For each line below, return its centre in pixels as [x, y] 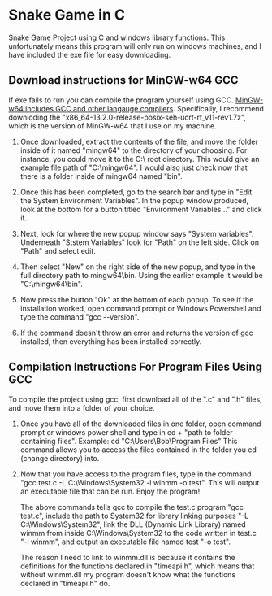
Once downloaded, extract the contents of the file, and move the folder [139, 141]
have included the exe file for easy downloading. [90, 54]
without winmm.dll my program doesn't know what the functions [128, 574]
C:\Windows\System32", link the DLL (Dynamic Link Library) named [133, 524]
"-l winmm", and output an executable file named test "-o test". [125, 542]
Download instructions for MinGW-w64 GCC [123, 80]
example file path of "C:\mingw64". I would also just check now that [134, 167]
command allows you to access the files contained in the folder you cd [138, 450]
